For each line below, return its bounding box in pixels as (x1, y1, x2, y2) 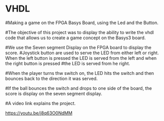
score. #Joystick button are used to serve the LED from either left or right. (5, 50, 159, 56)
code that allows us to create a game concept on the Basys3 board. (5, 35, 146, 41)
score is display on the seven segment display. (5, 90, 102, 96)
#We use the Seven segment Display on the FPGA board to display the (5, 44, 151, 50)
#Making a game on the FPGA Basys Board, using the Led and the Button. (5, 20, 159, 26)
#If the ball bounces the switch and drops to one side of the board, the (5, 85, 152, 91)
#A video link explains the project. (5, 100, 76, 106)
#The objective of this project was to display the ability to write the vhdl (5, 29, 154, 35)
